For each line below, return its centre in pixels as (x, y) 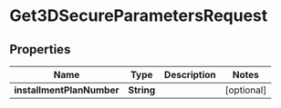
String (142, 90)
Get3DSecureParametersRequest (139, 16)
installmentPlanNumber (67, 90)
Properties (40, 49)
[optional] (246, 90)
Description (190, 75)
